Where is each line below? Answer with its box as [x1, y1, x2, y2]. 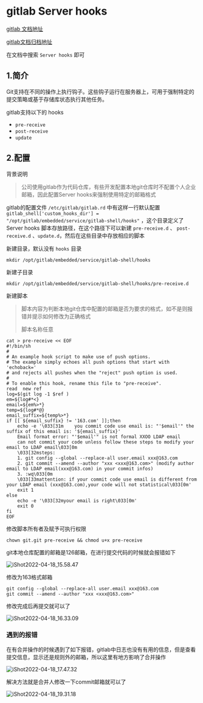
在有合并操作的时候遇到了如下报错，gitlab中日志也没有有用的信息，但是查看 [6, 646, 196, 653]
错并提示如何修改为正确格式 [21, 313, 91, 320]
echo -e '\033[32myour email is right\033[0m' [17, 498, 137, 504]
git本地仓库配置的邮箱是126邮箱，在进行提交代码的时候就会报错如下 [6, 548, 176, 556]
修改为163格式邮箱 [6, 573, 53, 581]
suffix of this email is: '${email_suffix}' [6, 428, 121, 434]
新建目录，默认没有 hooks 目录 [6, 245, 82, 252]
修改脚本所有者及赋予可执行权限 [6, 525, 86, 532]
